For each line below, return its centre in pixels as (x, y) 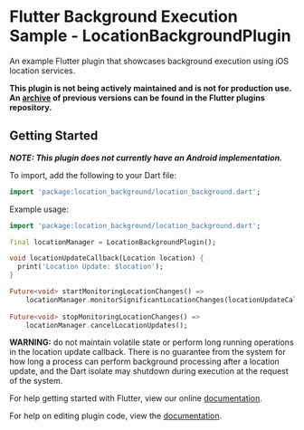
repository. (31, 107)
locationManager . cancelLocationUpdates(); (107, 325)
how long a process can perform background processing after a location (145, 362)
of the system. (36, 381)
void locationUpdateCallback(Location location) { (107, 258)
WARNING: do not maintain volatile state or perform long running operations (152, 342)
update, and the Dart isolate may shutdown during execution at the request (149, 371)
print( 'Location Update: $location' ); (91, 267)
